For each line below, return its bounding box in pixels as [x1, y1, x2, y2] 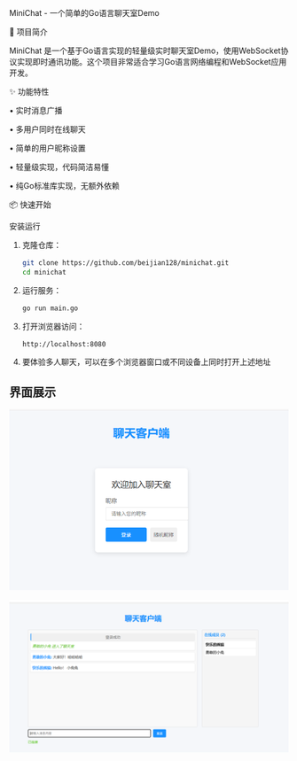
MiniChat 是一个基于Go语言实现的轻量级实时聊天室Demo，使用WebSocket [9, 45, 281, 56]
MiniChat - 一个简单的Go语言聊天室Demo [9, 8, 160, 18]
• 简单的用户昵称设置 [9, 143, 86, 153]
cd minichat [21, 268, 66, 276]
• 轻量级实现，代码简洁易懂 [9, 162, 109, 172]
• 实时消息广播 [9, 105, 63, 115]
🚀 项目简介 [9, 27, 49, 37]
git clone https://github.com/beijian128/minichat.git [21, 259, 230, 268]
